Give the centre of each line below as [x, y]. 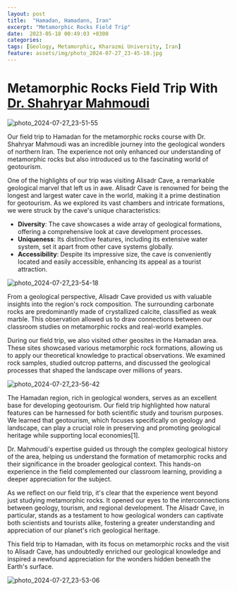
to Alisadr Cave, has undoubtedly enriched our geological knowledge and [114, 551]
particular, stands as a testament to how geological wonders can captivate [115, 515]
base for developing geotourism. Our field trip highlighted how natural [109, 405]
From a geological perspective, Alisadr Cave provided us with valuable [110, 296]
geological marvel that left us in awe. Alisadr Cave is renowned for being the [118, 187]
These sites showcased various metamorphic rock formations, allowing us [115, 348]
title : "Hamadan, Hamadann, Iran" [60, 21]
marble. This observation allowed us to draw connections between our [110, 319]
